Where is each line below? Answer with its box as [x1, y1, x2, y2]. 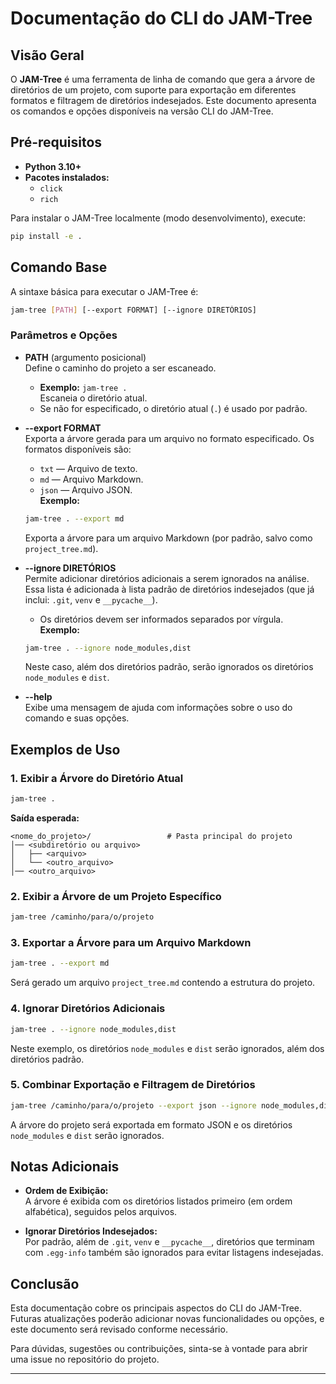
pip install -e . [10, 231, 83, 241]
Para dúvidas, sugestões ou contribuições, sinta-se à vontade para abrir [10, 1343, 308, 1355]
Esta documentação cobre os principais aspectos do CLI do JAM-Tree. [10, 1302, 303, 1314]
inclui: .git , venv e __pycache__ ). [24, 593, 158, 606]
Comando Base [10, 259, 108, 276]
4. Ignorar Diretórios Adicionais [10, 1002, 166, 1016]
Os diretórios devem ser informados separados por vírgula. [39, 613, 284, 625]
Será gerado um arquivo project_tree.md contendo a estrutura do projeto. [10, 977, 316, 989]
